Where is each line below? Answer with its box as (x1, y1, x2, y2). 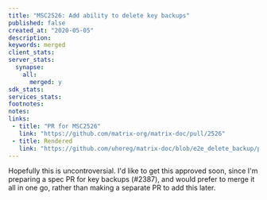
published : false (8, 19, 66, 27)
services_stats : (8, 93, 62, 101)
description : (8, 33, 52, 42)
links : (8, 115, 30, 123)
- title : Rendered (11, 137, 73, 145)
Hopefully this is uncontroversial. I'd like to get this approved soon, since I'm (8, 166, 258, 175)
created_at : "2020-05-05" (8, 26, 94, 34)
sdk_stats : (8, 85, 44, 94)
